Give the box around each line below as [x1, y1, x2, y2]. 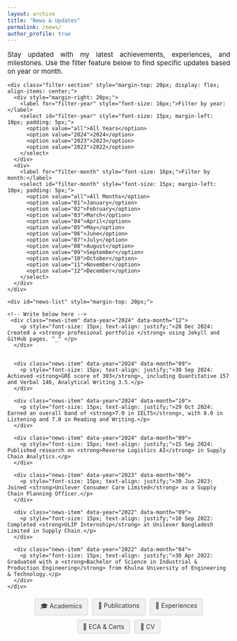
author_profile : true [7, 30, 71, 37]
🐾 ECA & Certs [82, 623, 125, 631]
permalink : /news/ [7, 23, 62, 30]
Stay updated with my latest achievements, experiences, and [7, 50, 231, 59]
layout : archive [7, 10, 55, 18]
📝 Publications [98, 601, 140, 610]
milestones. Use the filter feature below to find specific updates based [7, 58, 231, 68]
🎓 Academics [40, 602, 83, 611]
